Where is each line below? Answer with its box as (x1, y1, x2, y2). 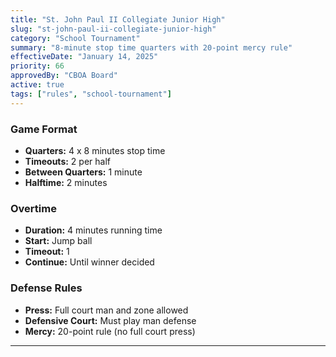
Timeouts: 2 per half (24, 155, 111, 167)
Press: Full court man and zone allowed (24, 304, 189, 316)
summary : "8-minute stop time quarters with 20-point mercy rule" (10, 42, 293, 53)
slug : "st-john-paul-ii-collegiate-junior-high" (10, 24, 217, 34)
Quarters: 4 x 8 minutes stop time (24, 144, 166, 156)
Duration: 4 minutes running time (24, 224, 163, 236)
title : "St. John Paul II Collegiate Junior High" (10, 14, 226, 25)
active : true (10, 80, 65, 90)
